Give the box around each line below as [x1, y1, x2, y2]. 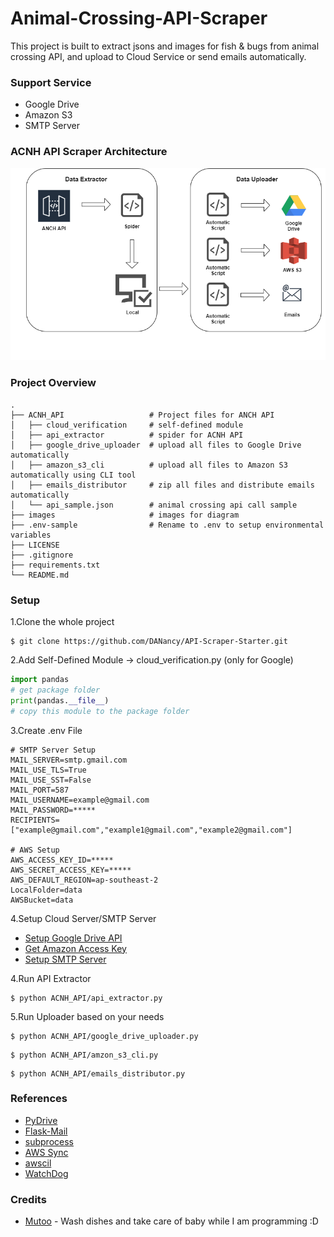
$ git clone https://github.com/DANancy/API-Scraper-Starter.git [10, 637, 288, 647]
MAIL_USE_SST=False [10, 775, 92, 785]
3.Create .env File [10, 724, 83, 736]
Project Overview [10, 376, 97, 390]
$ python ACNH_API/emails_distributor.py [10, 1068, 186, 1079]
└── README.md [10, 570, 70, 580]
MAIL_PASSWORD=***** [10, 805, 97, 815]
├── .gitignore [10, 550, 74, 560]
